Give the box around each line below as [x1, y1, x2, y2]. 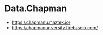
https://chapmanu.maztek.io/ [11, 19, 71, 25]
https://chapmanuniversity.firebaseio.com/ [11, 24, 98, 30]
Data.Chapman [4, 3, 67, 14]
